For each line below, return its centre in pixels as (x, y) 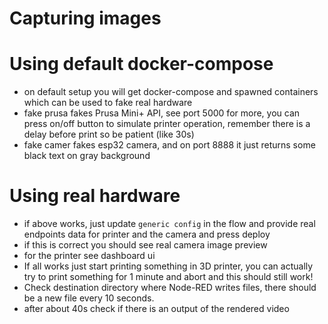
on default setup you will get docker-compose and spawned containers (171, 92)
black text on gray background (87, 156)
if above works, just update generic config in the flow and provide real (169, 224)
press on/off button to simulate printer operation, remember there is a (167, 124)
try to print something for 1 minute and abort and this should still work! (168, 277)
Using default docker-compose (141, 64)
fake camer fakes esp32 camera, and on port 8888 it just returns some (169, 145)
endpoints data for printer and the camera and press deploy (147, 234)
